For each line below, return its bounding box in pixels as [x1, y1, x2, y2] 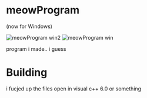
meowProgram [6, 3, 80, 17]
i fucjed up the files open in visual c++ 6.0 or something [6, 85, 142, 92]
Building [6, 66, 48, 79]
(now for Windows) [6, 23, 53, 30]
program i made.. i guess [6, 45, 66, 52]
